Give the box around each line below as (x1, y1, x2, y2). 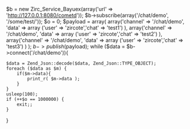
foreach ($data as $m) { (6, 66, 67, 72)
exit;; (16, 101, 33, 107)
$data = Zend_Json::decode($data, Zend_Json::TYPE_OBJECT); (6, 60, 157, 66)
